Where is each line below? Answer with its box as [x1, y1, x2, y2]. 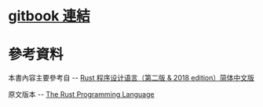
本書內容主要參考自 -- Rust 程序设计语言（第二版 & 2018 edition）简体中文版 [8, 73, 255, 83]
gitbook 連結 [8, 7, 90, 25]
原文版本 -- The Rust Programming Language [8, 90, 155, 99]
